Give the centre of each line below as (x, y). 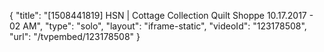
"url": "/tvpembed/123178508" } (75, 36)
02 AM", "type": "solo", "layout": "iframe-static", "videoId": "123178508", (158, 26)
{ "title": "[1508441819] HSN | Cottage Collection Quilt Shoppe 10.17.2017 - (161, 15)
